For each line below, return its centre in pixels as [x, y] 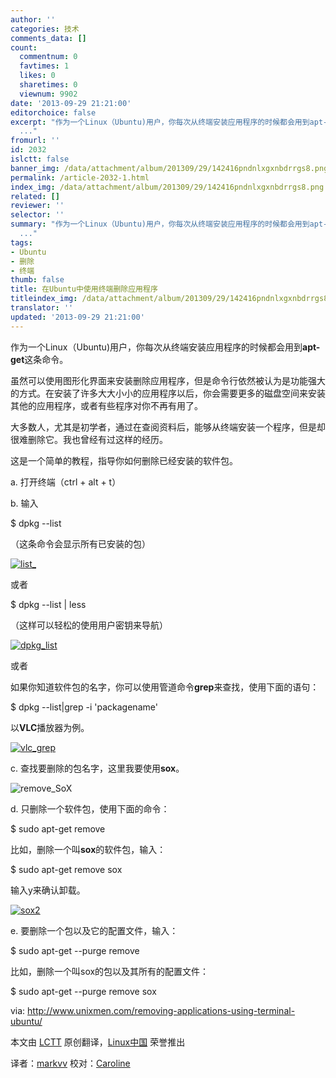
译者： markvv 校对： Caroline [70, 1063]
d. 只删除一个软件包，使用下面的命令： [90, 808]
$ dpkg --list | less [48, 604]
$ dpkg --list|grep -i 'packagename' [84, 707]
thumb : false [37, 280]
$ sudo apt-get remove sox [66, 869]
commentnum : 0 [48, 57]
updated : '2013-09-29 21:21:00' [77, 317]
